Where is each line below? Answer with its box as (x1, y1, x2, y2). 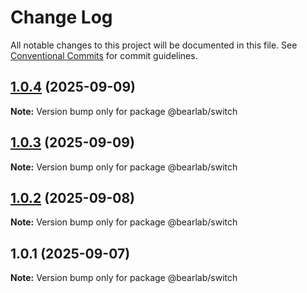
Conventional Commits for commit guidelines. (10, 49, 198, 61)
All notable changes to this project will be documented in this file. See (10, 39, 298, 51)
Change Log (10, 6, 113, 29)
